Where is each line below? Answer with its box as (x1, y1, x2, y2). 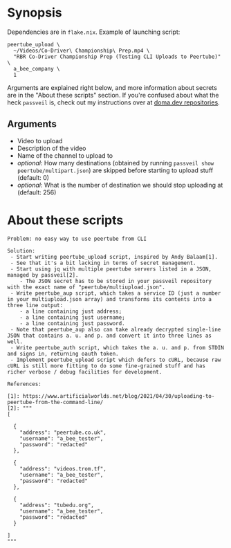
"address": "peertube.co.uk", (19, 429, 107, 436)
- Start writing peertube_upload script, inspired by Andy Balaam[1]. (10, 253, 218, 260)
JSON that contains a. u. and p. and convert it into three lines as (7, 332, 212, 339)
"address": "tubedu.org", (19, 502, 95, 509)
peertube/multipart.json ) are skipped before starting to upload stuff (17, 166, 213, 174)
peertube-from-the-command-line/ (7, 399, 104, 405)
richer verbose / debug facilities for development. (7, 368, 163, 375)
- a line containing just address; (19, 308, 122, 315)
